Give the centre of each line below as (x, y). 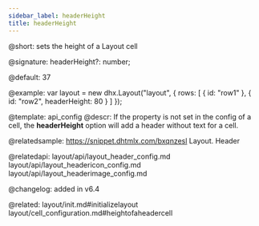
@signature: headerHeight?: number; (69, 62)
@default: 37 (30, 77)
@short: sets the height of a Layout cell (73, 46)
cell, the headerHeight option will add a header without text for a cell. (123, 125)
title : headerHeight (43, 23)
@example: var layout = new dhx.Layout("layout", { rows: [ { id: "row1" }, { (130, 92)
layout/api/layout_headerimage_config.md (78, 173)
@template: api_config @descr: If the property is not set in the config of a (130, 116)
